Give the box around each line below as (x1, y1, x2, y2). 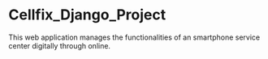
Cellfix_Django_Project (8, 6, 166, 24)
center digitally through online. (8, 40, 111, 50)
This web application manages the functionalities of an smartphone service (8, 32, 261, 42)
